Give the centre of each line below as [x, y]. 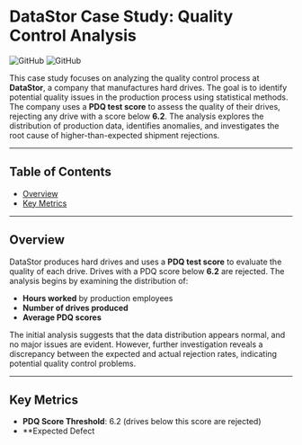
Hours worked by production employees [98, 298]
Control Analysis [73, 36]
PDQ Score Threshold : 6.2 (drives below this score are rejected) [142, 422]
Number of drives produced [75, 307]
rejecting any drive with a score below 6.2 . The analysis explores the [137, 116]
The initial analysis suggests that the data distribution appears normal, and [147, 334]
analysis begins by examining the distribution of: [99, 280]
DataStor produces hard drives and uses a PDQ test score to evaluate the [146, 262]
